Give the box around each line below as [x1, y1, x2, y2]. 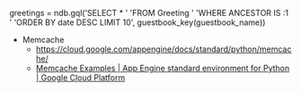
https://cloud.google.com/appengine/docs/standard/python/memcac [35, 44, 292, 54]
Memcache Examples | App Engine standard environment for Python [35, 63, 290, 73]
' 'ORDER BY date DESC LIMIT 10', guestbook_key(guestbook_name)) [9, 17, 266, 28]
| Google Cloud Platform [35, 72, 126, 83]
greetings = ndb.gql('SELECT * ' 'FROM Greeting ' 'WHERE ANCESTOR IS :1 [9, 8, 289, 18]
